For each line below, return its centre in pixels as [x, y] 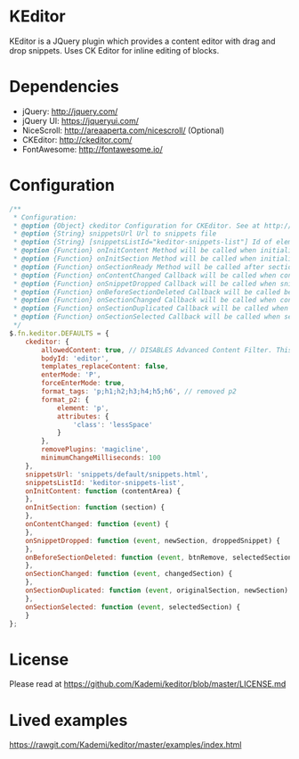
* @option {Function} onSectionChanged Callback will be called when [145, 301]
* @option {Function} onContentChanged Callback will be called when [145, 275]
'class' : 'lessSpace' [113, 425]
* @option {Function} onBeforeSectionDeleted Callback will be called [146, 292]
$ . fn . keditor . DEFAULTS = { [59, 333]
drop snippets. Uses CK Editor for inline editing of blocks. [114, 50]
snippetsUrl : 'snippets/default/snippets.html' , [117, 474]
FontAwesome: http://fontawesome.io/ [92, 149]
